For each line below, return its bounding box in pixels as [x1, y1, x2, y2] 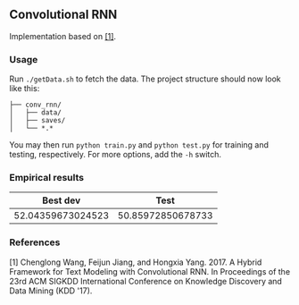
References [9, 236, 61, 249]
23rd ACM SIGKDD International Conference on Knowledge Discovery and [9, 275, 283, 286]
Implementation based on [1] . [9, 30, 117, 41]
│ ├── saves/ [9, 116, 66, 125]
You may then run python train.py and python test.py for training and [9, 140, 270, 150]
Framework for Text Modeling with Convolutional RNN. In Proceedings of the [9, 266, 291, 276]
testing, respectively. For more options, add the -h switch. [9, 149, 221, 160]
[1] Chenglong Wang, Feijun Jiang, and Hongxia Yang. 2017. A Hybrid [9, 257, 262, 267]
